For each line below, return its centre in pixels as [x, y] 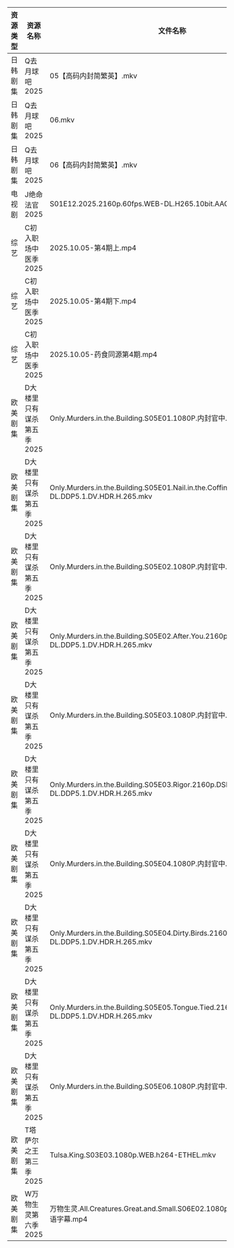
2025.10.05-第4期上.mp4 [93, 248]
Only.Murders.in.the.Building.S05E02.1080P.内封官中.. [140, 567]
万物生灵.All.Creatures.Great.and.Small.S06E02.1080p [139, 1209]
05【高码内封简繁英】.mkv [94, 76]
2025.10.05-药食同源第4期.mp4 [104, 354]
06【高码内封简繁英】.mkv [94, 165]
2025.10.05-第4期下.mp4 [93, 301]
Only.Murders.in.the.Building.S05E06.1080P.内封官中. [139, 1086]
